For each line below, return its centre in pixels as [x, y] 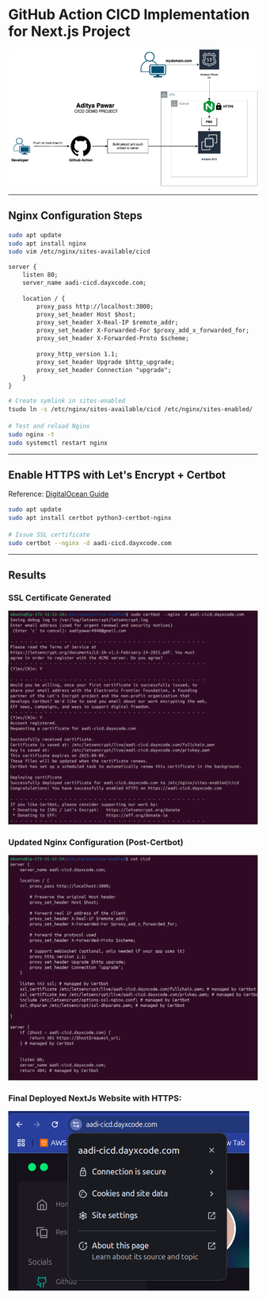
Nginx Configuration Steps [75, 216]
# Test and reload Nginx [49, 426]
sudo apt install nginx [47, 244]
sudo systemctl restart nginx [58, 443]
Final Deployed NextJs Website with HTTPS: [95, 1098]
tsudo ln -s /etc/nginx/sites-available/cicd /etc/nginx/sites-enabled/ [131, 409]
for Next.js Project [69, 31]
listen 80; [40, 275]
